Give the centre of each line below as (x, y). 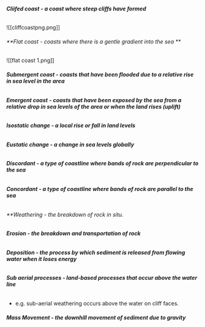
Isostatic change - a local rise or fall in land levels (71, 126)
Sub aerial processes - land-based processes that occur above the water (102, 278)
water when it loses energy (42, 259)
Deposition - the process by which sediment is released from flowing (96, 252)
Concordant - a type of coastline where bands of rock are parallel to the (100, 189)
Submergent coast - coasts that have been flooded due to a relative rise (100, 74)
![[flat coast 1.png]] (30, 61)
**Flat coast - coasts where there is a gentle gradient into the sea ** (94, 41)
